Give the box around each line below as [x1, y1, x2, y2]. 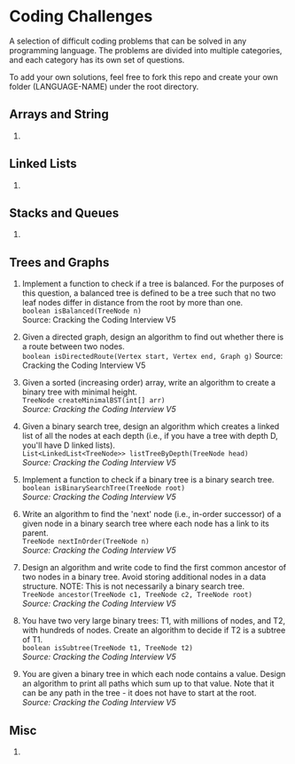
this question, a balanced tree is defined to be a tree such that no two [21, 288, 276, 298]
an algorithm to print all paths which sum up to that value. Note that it [21, 678, 275, 689]
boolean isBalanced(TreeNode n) [21, 306, 142, 316]
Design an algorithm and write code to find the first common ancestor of [21, 562, 286, 573]
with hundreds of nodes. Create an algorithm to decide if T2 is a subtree [21, 625, 286, 636]
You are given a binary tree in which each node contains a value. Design [21, 669, 286, 680]
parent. [21, 528, 49, 538]
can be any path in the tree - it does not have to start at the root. [21, 688, 257, 698]
